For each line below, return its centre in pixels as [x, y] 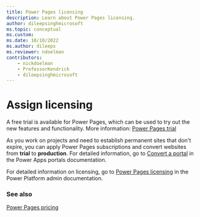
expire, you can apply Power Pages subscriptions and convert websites [96, 147]
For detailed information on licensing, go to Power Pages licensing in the [98, 172]
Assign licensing [50, 105]
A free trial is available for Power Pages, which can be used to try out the [98, 122]
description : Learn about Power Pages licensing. [71, 18]
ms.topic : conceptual [34, 29]
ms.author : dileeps [31, 47]
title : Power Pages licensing [45, 12]
